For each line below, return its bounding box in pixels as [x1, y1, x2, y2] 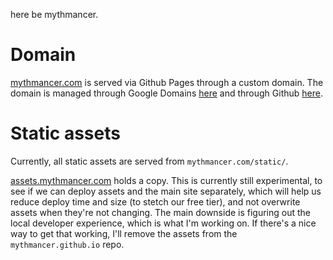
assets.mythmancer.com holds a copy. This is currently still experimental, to [10, 174, 323, 186]
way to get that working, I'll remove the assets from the [10, 227, 238, 239]
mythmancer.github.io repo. [10, 238, 125, 250]
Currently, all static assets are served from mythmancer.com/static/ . [10, 155, 289, 167]
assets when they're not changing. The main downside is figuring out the [10, 206, 312, 218]
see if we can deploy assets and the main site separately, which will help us [10, 185, 322, 197]
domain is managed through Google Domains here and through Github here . [10, 87, 323, 99]
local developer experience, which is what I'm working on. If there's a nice [10, 217, 317, 229]
